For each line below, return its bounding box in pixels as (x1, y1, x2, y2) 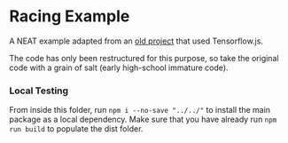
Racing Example (9, 6, 130, 27)
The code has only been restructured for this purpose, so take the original (9, 52, 279, 63)
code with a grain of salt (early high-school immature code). (9, 62, 229, 73)
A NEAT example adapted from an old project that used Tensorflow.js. (9, 36, 264, 46)
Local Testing (9, 84, 69, 97)
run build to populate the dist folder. (9, 123, 144, 134)
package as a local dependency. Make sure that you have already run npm (9, 114, 277, 125)
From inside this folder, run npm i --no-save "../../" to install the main (9, 105, 271, 115)
